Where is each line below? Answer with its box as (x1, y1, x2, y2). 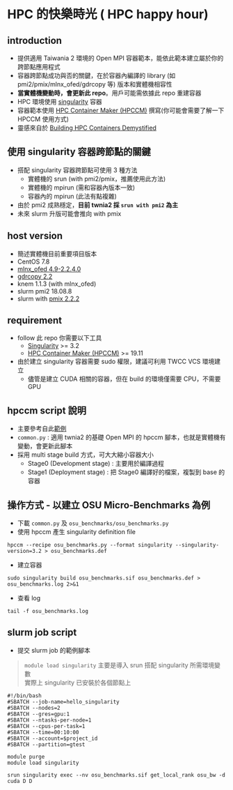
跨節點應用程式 (17, 63, 61, 70)
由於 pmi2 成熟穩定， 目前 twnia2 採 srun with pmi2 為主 (17, 200, 179, 209)
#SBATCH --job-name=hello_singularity (7, 698, 120, 705)
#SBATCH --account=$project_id (7, 735, 98, 742)
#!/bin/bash (7, 692, 42, 699)
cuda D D (7, 777, 33, 784)
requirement (7, 314, 63, 326)
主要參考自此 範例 (17, 425, 67, 433)
